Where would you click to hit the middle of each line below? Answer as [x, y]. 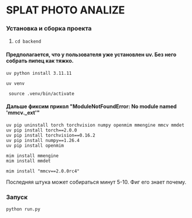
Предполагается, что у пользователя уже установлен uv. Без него [91, 55]
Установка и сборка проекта [49, 29]
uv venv [16, 83]
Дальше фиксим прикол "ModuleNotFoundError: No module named [91, 106]
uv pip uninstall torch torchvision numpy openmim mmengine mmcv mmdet [95, 125]
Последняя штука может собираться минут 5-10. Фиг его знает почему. [96, 182]
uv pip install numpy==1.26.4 [43, 140]
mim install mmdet [28, 161]
